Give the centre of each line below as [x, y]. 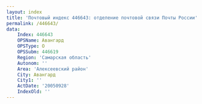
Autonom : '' [32, 63]
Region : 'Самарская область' [54, 58]
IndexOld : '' [34, 92]
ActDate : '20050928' [43, 86]
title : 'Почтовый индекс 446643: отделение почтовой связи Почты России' [102, 18]
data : [13, 29]
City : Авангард [37, 75]
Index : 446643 [35, 35]
